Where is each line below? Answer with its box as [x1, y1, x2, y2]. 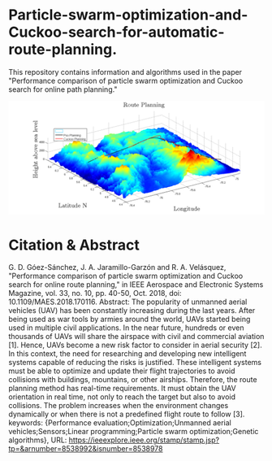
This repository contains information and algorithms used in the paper [8, 67, 242, 76]
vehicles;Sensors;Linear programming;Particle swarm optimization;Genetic [8, 427, 259, 437]
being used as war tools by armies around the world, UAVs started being [8, 315, 251, 324]
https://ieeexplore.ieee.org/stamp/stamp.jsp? [68, 435, 220, 445]
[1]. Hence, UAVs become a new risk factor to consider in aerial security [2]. [8, 340, 262, 350]
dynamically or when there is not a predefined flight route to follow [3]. [8, 409, 245, 420]
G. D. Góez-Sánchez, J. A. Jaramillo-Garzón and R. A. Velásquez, [8, 263, 227, 272]
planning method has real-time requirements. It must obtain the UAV [8, 384, 237, 394]
